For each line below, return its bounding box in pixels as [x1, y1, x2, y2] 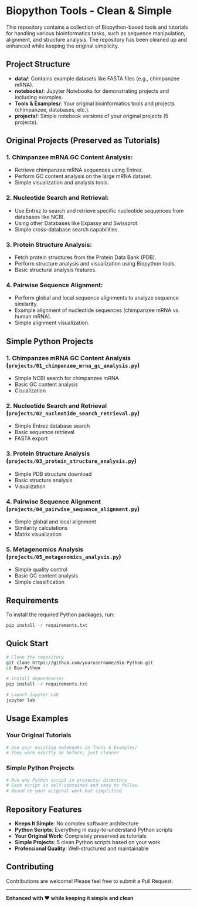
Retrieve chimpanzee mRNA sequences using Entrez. [14, 166, 144, 174]
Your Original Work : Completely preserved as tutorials [14, 832, 147, 839]
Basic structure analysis [14, 476, 73, 483]
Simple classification [14, 579, 65, 586]
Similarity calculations [14, 524, 68, 531]
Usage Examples [6, 714, 69, 724]
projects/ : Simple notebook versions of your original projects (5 [14, 112, 169, 119]
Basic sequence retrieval [14, 429, 74, 436]
